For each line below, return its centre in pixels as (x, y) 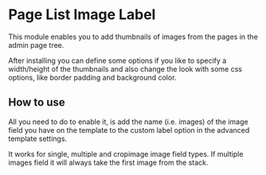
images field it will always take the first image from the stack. (108, 162)
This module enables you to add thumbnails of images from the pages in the (133, 37)
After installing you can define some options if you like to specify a (117, 60)
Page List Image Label (82, 15)
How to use (37, 102)
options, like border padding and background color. (92, 77)
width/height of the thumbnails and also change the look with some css (125, 68)
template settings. (38, 138)
